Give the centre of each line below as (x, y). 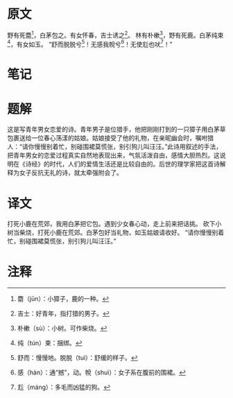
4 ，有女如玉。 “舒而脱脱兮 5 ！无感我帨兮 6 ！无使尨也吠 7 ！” (90, 44)
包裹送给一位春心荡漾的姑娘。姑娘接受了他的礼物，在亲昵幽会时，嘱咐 (107, 138)
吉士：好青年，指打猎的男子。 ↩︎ (63, 313)
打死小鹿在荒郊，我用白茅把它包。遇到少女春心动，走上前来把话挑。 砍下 (111, 224)
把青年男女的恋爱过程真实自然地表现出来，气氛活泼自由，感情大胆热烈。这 (113, 155)
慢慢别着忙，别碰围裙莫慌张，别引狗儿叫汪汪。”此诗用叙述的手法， (128, 147)
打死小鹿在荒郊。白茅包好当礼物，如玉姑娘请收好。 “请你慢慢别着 (131, 232)
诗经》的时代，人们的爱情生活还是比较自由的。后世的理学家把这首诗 (122, 164)
